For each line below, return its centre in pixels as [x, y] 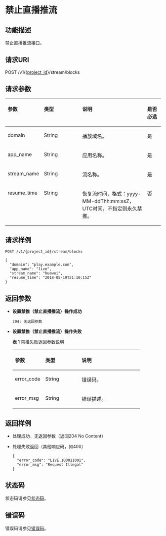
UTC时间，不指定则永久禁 [112, 209]
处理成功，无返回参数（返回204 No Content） [59, 436]
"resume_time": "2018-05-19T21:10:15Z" [51, 278]
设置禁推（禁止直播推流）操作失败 [47, 331]
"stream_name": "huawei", [36, 273]
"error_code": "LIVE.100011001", [51, 460]
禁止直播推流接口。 [25, 43]
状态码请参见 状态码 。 [27, 498]
